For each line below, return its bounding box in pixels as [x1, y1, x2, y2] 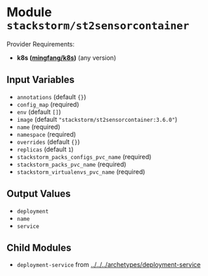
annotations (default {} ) [16, 92, 86, 101]
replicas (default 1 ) [16, 145, 74, 153]
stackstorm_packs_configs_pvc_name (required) [16, 152, 152, 161]
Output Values [6, 188, 71, 200]
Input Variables [6, 74, 75, 86]
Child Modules [6, 241, 72, 253]
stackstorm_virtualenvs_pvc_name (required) [16, 167, 145, 176]
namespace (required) [16, 130, 77, 138]
